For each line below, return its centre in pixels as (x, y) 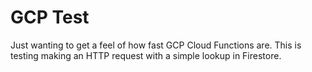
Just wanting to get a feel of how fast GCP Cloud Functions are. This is (156, 45)
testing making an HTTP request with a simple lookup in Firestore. (146, 55)
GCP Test (50, 17)
